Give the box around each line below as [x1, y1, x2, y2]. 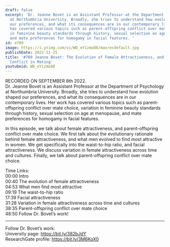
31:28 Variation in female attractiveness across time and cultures [5, 200, 140, 206]
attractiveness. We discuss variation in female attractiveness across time [5, 147, 157, 153]
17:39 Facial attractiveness [5, 195, 61, 201]
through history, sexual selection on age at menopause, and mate [5, 110, 142, 117]
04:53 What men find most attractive [5, 184, 82, 190]
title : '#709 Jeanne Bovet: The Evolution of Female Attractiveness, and [5, 54, 164, 60]
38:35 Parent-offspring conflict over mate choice [5, 205, 107, 211]
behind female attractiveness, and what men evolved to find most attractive [5, 136, 163, 143]
